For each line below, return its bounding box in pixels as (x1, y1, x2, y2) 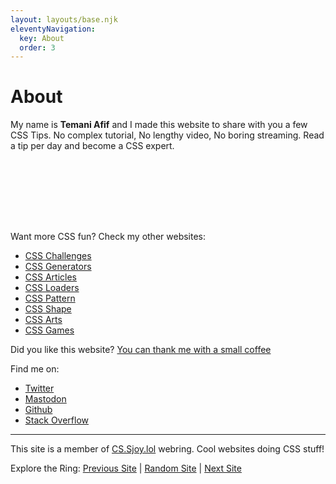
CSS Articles (24, 271, 77, 283)
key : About (19, 33, 65, 43)
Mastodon (24, 393, 67, 405)
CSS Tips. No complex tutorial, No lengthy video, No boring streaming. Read (10, 129, 325, 141)
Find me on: (10, 363, 60, 375)
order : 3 (19, 42, 56, 53)
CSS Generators (24, 261, 92, 273)
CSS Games (24, 324, 75, 336)
